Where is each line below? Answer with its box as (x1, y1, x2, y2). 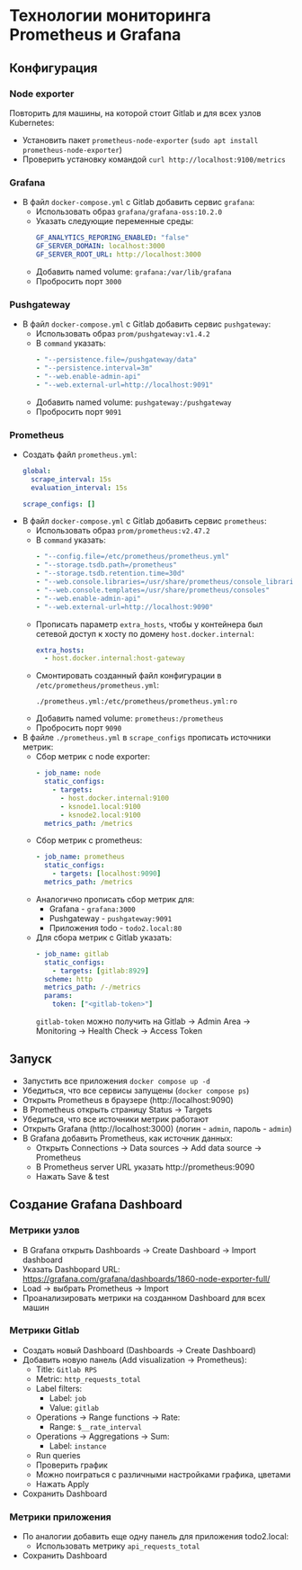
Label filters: (35, 1383, 83, 1394)
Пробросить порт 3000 (35, 275, 122, 286)
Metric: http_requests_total (35, 1373, 141, 1384)
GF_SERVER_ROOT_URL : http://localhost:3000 (35, 249, 202, 259)
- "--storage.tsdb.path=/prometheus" (35, 561, 178, 570)
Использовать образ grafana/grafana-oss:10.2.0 (35, 206, 223, 217)
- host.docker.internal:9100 (59, 794, 169, 803)
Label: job (49, 1392, 87, 1404)
